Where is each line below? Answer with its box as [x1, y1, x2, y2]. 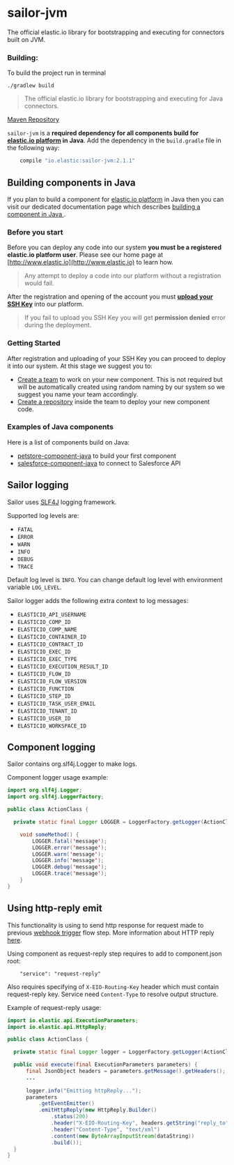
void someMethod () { [19, 831, 79, 838]
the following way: [7, 144, 60, 152]
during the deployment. [24, 321, 92, 329]
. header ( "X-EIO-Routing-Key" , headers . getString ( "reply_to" [51, 1120, 229, 1127]
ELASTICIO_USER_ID [17, 715, 71, 722]
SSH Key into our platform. [7, 300, 84, 309]
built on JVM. [7, 35, 46, 43]
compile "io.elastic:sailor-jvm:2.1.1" [19, 157, 136, 165]
